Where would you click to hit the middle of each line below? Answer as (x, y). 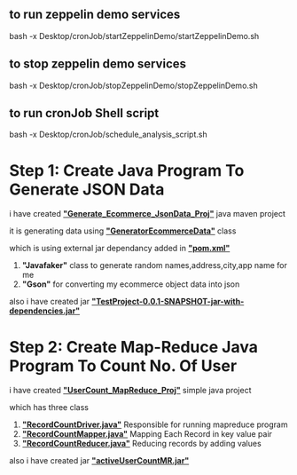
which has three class (49, 408)
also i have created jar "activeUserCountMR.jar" (99, 461)
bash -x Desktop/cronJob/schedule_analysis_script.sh (108, 135)
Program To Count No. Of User (123, 365)
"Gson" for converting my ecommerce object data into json (131, 284)
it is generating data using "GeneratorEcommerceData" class (123, 231)
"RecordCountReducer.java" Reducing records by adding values (141, 444)
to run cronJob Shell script (84, 113)
